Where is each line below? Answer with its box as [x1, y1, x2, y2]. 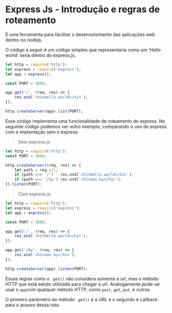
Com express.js [17, 191, 51, 197]
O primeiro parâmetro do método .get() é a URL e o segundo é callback [5, 296, 158, 302]
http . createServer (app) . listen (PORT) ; [5, 266, 88, 272]
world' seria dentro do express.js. [5, 52, 76, 58]
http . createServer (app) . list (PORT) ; [5, 109, 83, 114]
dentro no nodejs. [5, 37, 42, 43]
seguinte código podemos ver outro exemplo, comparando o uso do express [5, 123, 167, 129]
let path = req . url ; [14, 167, 58, 172]
